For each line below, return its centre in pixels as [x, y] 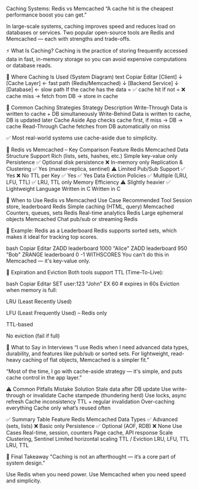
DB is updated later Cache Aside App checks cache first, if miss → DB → [95, 120]
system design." [26, 463]
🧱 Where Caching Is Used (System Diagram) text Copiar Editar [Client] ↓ [95, 77]
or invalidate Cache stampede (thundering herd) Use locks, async [106, 395]
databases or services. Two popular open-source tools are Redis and [90, 33]
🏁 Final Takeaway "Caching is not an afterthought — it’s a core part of [91, 457]
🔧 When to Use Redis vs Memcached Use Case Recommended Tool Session [99, 200]
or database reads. [29, 65]
